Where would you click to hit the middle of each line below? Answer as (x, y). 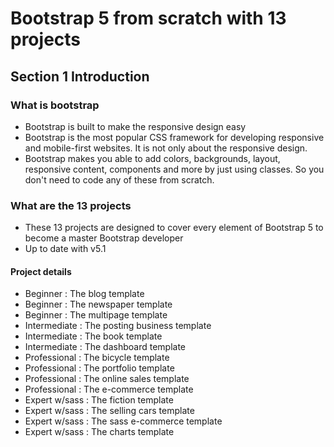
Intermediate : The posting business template (118, 326)
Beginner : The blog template (84, 294)
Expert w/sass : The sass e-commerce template (123, 421)
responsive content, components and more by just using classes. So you (174, 169)
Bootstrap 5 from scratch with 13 (148, 18)
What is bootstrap (55, 105)
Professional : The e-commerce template (109, 389)
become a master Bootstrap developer (104, 238)
